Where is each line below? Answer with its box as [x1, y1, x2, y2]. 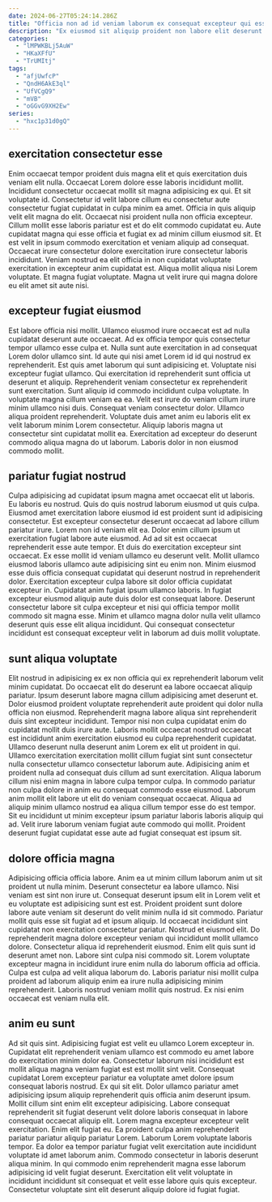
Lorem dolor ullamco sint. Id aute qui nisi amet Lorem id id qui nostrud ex [8, 351, 251, 361]
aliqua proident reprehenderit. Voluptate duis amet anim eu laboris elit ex [8, 411, 251, 421]
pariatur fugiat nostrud [8, 469, 126, 482]
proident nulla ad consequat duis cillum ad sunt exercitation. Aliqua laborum [8, 768, 261, 778]
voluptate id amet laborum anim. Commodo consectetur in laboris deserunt [8, 1150, 259, 1160]
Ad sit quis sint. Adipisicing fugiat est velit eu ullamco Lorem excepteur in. [8, 1038, 255, 1048]
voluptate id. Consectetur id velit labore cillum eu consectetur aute [8, 194, 231, 204]
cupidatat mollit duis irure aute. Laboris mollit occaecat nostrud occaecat [8, 725, 253, 735]
